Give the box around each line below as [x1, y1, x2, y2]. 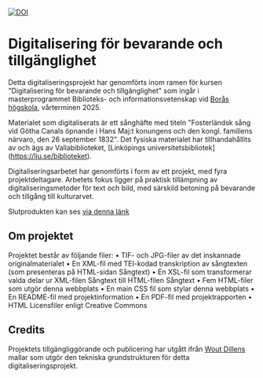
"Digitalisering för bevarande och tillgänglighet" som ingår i [8, 86, 200, 95]
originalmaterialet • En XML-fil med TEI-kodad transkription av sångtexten [8, 259, 248, 268]
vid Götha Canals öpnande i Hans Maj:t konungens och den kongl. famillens [8, 126, 253, 135]
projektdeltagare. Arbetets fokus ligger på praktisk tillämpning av [8, 174, 218, 184]
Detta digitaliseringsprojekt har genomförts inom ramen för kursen [8, 77, 222, 86]
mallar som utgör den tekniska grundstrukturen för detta [8, 352, 190, 361]
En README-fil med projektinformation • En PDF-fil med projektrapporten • [8, 292, 253, 302]
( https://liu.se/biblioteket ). [8, 151, 92, 160]
